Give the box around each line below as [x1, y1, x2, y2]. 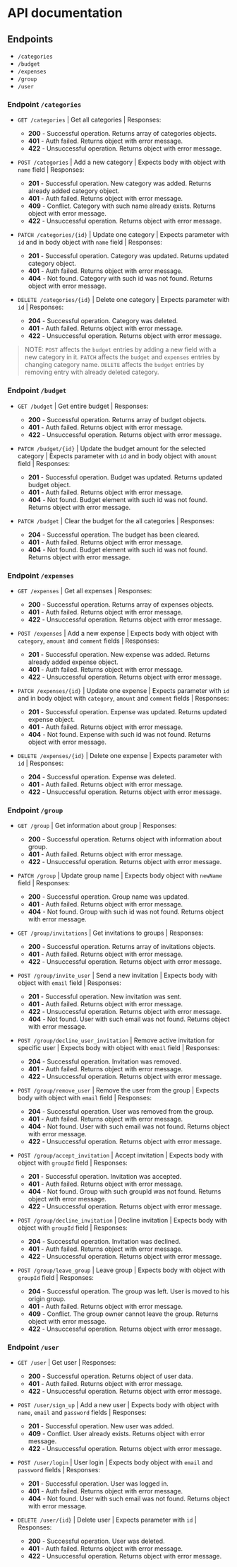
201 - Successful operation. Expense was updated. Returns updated [28, 707, 227, 716]
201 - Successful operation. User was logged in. [28, 1479, 169, 1488]
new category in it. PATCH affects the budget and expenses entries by [24, 353, 220, 361]
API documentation [7, 5, 123, 21]
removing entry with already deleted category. [24, 368, 160, 376]
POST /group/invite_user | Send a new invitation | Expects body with [17, 971, 218, 980]
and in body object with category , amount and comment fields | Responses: [17, 694, 229, 702]
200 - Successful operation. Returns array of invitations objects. [28, 943, 216, 951]
